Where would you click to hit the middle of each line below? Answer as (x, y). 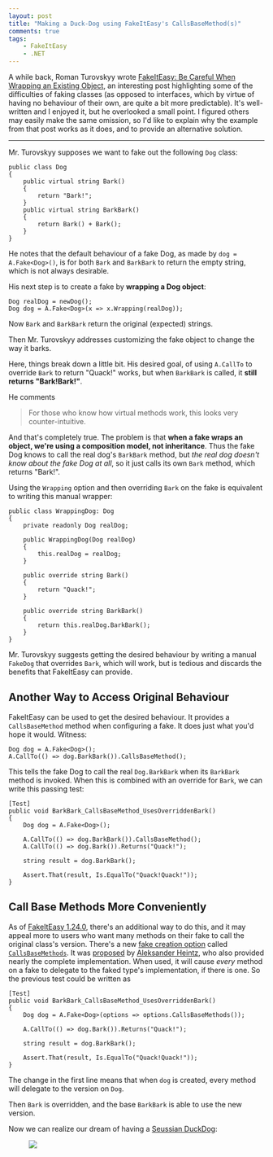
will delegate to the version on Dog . (66, 1089)
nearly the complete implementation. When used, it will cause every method (136, 961)
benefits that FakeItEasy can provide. (71, 672)
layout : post (30, 16)
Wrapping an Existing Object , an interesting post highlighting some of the (131, 85)
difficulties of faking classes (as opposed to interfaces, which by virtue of (132, 94)
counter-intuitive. (57, 421)
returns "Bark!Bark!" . (45, 381)
